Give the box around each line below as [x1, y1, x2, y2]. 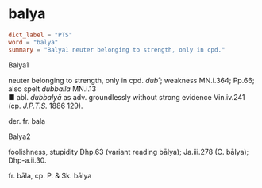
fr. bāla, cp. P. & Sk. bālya [8, 171, 92, 180]
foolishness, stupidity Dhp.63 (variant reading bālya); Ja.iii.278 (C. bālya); [8, 147, 249, 156]
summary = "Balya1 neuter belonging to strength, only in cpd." [8, 45, 225, 54]
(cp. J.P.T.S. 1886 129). [8, 101, 83, 110]
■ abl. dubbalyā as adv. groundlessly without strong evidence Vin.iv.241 [8, 92, 245, 102]
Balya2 [8, 132, 31, 141]
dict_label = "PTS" [8, 31, 73, 39]
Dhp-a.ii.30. [8, 155, 47, 165]
